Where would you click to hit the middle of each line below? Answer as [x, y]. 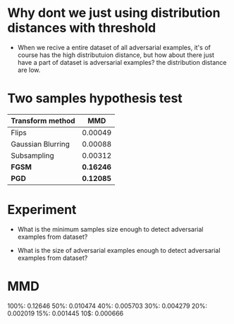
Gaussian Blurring [41, 144]
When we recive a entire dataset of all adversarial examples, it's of [114, 47]
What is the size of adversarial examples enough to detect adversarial [119, 250]
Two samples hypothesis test [95, 98]
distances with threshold [82, 28]
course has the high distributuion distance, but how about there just [116, 55]
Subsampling [32, 155]
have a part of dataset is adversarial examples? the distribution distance [122, 62]
